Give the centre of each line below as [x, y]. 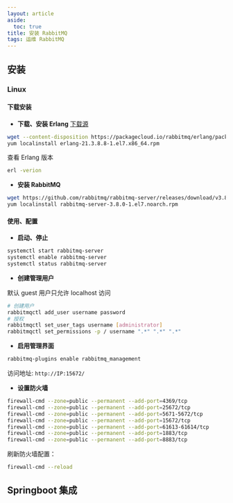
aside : [17, 20]
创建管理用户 [35, 278]
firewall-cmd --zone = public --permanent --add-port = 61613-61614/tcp [108, 427]
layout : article [31, 14]
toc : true [27, 26]
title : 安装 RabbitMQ [37, 33]
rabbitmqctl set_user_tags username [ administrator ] [85, 325]
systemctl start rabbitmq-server [55, 251]
